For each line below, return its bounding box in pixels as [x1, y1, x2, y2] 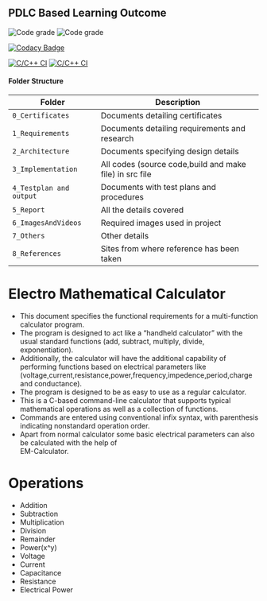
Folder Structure [8, 76, 64, 86]
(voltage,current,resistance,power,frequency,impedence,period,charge [19, 370, 253, 380]
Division [19, 525, 46, 535]
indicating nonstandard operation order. [19, 421, 150, 430]
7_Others [12, 231, 45, 241]
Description [154, 97, 201, 108]
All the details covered [100, 204, 184, 215]
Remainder [19, 534, 56, 544]
